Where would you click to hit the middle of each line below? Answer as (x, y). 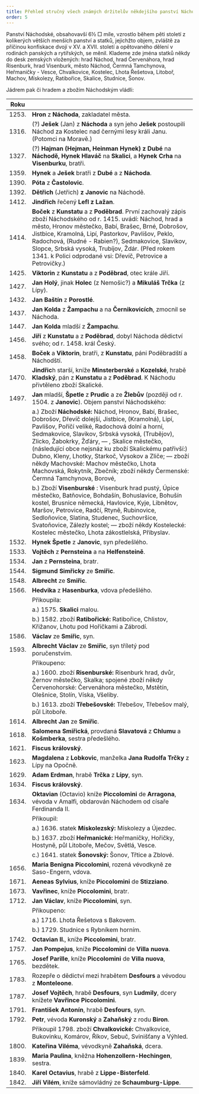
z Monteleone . (52, 983)
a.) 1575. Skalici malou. (65, 610)
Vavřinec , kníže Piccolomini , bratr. (80, 891)
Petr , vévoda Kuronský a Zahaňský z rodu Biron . (101, 1019)
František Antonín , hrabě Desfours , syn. (89, 1010)
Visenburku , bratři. (59, 163)
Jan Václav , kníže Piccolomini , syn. (82, 901)
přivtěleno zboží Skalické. (68, 385)
